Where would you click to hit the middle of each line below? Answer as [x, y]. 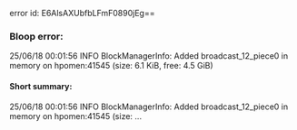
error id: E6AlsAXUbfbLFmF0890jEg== [82, 13]
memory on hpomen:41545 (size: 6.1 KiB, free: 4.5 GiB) [111, 66]
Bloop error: [36, 36]
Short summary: [41, 86]
